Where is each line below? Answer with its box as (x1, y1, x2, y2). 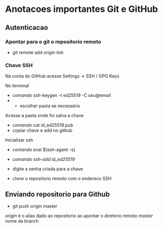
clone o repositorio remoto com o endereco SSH (12, 175, 112, 182)
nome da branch (5, 218, 39, 224)
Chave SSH (5, 62, 33, 69)
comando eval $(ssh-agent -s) (12, 147, 76, 152)
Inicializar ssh (5, 137, 33, 143)
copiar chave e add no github (12, 128, 73, 134)
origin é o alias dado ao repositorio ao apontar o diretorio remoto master (5, 213, 153, 219)
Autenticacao (5, 23, 48, 32)
